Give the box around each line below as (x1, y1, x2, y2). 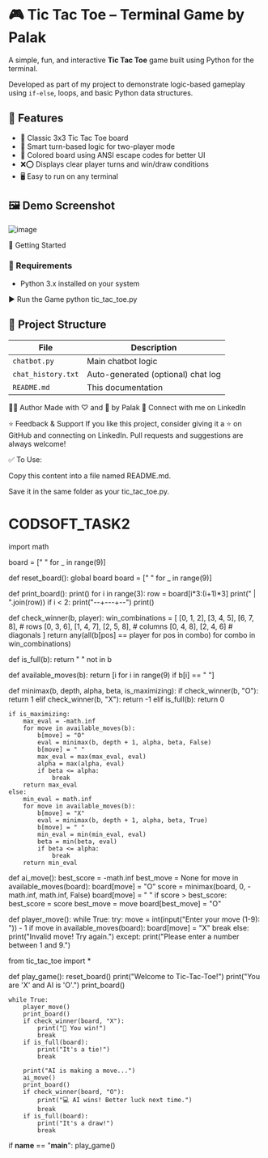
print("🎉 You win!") (37, 1024, 107, 1032)
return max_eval (23, 781, 79, 789)
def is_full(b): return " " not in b (8, 654, 112, 664)
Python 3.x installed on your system (19, 278, 140, 288)
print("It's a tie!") (37, 1045, 111, 1054)
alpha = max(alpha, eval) (37, 759, 125, 768)
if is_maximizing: (8, 710, 70, 718)
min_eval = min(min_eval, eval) (37, 830, 147, 838)
